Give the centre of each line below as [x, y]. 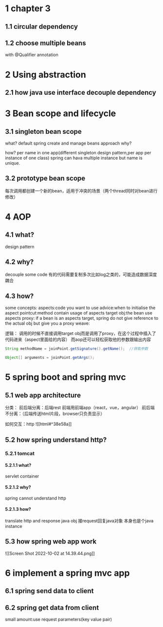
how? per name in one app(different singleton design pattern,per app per [78, 152]
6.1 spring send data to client [49, 591]
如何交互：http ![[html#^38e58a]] [38, 424]
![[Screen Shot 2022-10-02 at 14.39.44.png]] [50, 553]
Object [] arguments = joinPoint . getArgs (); [50, 358]
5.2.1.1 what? [18, 465]
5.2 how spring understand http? [56, 440]
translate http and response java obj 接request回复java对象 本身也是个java [79, 521]
